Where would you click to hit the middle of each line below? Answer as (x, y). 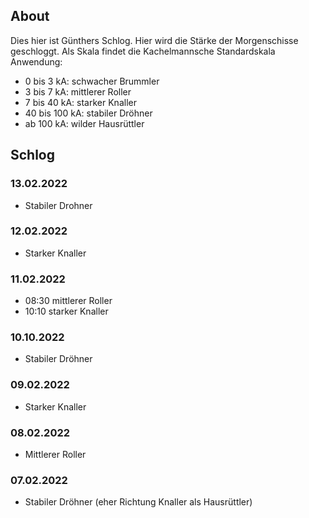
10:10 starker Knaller (66, 311)
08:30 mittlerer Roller (68, 301)
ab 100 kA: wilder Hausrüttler (84, 123)
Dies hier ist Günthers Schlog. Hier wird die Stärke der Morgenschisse (154, 40)
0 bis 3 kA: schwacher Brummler (92, 81)
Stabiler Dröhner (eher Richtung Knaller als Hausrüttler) (138, 502)
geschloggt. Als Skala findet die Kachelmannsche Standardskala (143, 51)
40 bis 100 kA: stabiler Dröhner (88, 113)
